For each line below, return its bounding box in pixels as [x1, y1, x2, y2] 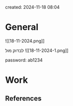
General [5, 22, 39, 33]
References [5, 94, 42, 103]
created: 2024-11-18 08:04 [5, 4, 60, 10]
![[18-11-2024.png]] [5, 38, 45, 44]
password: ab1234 [5, 57, 43, 63]
